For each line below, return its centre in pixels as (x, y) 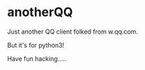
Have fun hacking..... (37, 58)
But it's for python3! (36, 45)
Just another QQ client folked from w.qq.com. (72, 31)
